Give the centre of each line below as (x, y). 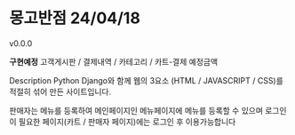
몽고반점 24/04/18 (75, 18)
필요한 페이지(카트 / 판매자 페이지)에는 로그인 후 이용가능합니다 (127, 122)
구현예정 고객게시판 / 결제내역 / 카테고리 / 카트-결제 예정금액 (114, 61)
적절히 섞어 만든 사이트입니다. (60, 91)
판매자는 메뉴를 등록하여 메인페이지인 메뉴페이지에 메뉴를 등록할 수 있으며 (136, 110)
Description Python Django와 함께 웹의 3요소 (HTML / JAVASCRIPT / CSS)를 (147, 80)
